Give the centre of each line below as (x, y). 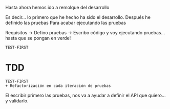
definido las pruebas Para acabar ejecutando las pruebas (66, 23)
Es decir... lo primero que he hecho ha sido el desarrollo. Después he (78, 17)
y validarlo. (17, 101)
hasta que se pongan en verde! (38, 38)
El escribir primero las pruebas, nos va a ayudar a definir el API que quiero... (86, 95)
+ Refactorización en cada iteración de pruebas (58, 86)
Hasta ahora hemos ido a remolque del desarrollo (57, 7)
